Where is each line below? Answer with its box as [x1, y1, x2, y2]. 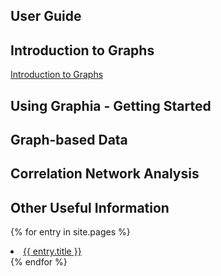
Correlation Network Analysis [10, 165, 200, 183]
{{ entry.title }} [23, 245, 82, 258]
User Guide [10, 8, 82, 25]
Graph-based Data [10, 131, 128, 148]
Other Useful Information [10, 199, 170, 216]
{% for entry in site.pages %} [10, 226, 131, 238]
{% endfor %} [10, 256, 68, 268]
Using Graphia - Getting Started [10, 97, 212, 114]
